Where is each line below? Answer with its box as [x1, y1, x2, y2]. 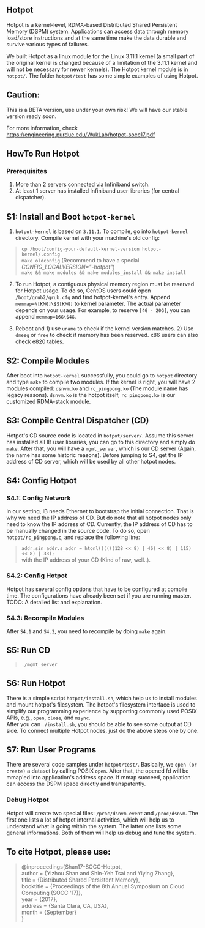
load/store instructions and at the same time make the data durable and [6, 34, 187, 42]
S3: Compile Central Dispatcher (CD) [6, 415, 149, 426]
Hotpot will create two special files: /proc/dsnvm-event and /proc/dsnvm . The [6, 809, 199, 817]
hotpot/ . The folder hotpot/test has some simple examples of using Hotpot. [6, 72, 198, 79]
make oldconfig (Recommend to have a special [21, 257, 140, 264]
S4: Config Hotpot [6, 475, 77, 486]
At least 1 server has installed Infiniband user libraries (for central [15, 187, 179, 195]
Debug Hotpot [6, 795, 49, 804]
